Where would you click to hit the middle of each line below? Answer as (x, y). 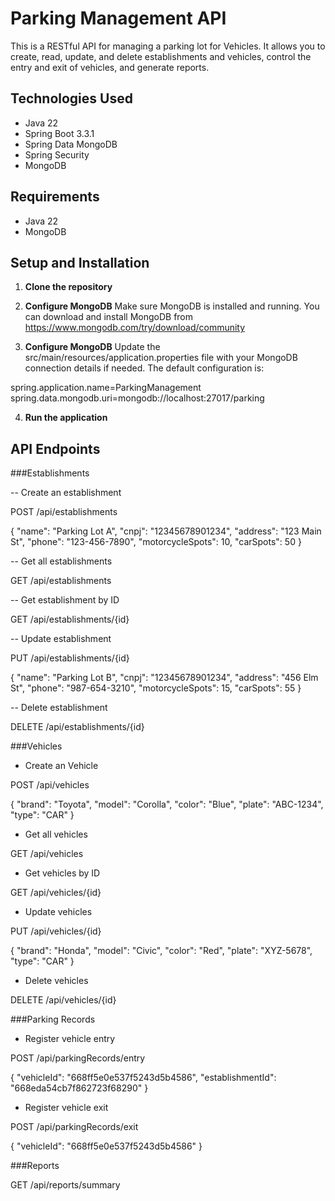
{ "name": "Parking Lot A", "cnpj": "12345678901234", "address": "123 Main (166, 531)
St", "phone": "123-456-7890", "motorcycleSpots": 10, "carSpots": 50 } (156, 542)
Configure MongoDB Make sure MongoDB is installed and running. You (172, 306)
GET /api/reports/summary (65, 1185)
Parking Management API (118, 18)
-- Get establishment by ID (65, 600)
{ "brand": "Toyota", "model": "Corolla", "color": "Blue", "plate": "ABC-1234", (167, 804)
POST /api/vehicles (50, 785)
